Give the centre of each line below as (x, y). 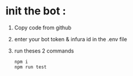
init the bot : (36, 11)
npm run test (30, 67)
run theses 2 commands (44, 51)
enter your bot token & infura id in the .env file (71, 39)
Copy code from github (43, 28)
